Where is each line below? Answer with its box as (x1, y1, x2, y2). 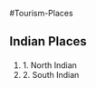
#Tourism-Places (9, 8, 74, 18)
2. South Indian (22, 70, 80, 81)
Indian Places (9, 34, 88, 49)
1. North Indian (22, 60, 77, 71)
